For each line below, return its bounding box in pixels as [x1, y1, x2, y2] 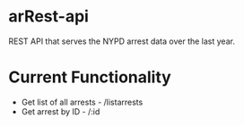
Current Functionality [8, 67, 171, 88]
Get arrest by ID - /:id [21, 105, 100, 117]
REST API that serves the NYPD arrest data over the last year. [8, 36, 235, 46]
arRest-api [8, 6, 89, 27]
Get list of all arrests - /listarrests [21, 97, 144, 107]
